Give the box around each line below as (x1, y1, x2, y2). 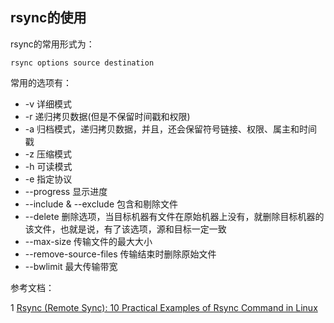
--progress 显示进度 (24, 185, 108, 197)
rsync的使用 (10, 9, 87, 27)
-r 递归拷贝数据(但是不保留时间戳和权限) (24, 110, 191, 122)
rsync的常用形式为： (10, 38, 95, 50)
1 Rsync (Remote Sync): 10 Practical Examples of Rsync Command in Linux (10, 301, 318, 313)
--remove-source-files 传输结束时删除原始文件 (24, 248, 217, 260)
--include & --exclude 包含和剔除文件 (24, 198, 179, 210)
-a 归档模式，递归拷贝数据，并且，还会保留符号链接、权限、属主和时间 (24, 123, 318, 135)
